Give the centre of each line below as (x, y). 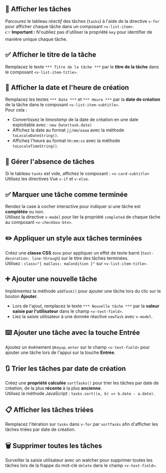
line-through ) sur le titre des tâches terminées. (80, 258)
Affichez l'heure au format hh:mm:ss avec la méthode (66, 141)
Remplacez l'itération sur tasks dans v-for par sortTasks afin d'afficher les (82, 424)
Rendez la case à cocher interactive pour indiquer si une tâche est (73, 206)
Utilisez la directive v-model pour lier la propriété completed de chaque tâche (83, 217)
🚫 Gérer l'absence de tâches (50, 162)
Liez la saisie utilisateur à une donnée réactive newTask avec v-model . (83, 316)
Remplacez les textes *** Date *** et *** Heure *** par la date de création (83, 99)
